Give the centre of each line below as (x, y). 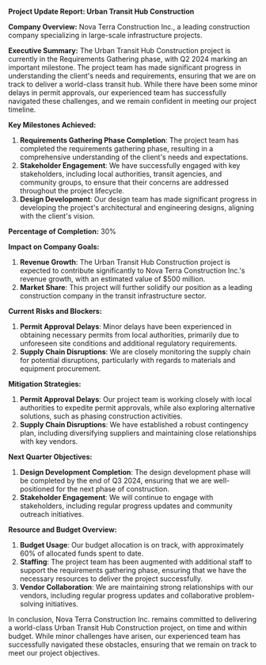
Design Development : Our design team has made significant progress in (138, 199)
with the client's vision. (57, 216)
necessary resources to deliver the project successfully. (111, 579)
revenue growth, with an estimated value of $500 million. (112, 279)
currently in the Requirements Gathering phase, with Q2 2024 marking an (128, 59)
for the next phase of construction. (113, 489)
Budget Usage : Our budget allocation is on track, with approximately (131, 545)
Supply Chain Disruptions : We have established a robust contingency (134, 424)
